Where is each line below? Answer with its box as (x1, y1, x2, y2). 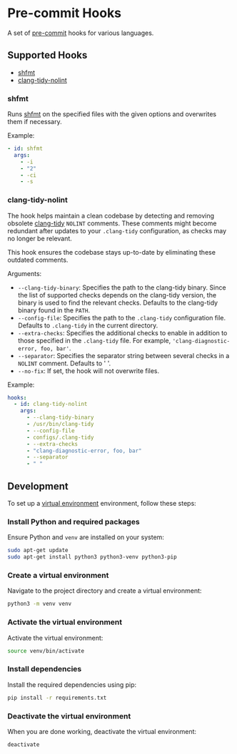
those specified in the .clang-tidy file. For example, (17, 336, 171, 345)
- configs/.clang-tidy (26, 434, 94, 441)
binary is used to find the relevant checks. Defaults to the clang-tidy (17, 298, 218, 307)
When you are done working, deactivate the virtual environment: (7, 727, 197, 735)
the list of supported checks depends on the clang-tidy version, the (17, 290, 216, 299)
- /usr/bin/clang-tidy (26, 421, 94, 428)
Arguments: (7, 269, 42, 277)
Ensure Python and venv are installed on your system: (7, 533, 164, 541)
